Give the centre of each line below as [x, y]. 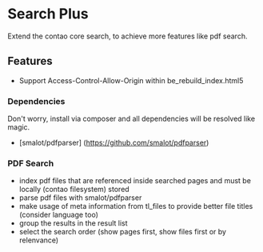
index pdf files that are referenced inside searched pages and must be [135, 181]
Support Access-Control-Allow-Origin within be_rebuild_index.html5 [131, 80]
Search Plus [48, 14]
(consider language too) [59, 215]
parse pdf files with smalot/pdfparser [80, 198]
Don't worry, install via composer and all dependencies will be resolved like [131, 119]
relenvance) [39, 240]
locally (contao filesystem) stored [74, 190]
